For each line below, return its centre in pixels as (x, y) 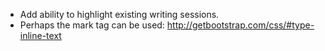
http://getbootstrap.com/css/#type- (240, 25)
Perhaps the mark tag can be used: (92, 25)
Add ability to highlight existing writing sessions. (119, 14)
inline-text (40, 35)
